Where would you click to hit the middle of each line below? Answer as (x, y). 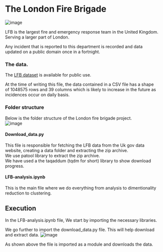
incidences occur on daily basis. (37, 95)
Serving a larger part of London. (37, 37)
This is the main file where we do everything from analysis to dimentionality (81, 188)
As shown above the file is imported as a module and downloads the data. (79, 244)
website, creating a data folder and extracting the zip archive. (67, 150)
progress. (15, 166)
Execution (21, 208)
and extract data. (22, 234)
